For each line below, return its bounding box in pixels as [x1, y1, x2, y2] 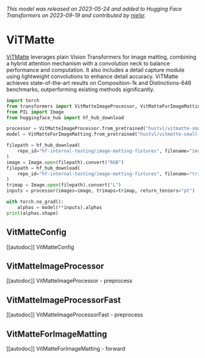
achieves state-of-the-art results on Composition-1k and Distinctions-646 [6, 79, 192, 86]
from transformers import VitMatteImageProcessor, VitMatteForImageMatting [6, 103, 203, 109]
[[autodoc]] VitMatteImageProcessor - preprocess [6, 277, 133, 285]
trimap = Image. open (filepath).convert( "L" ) [6, 182, 121, 188]
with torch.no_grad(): [6, 199, 64, 205]
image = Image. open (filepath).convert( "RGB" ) [6, 159, 124, 166]
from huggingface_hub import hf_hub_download [6, 114, 124, 121]
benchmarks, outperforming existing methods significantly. [6, 86, 155, 93]
